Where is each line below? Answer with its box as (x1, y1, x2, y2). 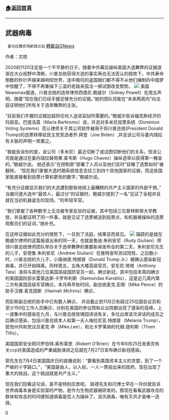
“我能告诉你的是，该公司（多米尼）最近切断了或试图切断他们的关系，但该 (5, 149, 157, 155)
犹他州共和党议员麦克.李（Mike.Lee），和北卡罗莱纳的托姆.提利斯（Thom (5, 324, 155, 330)
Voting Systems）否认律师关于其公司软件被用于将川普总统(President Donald (5, 125, 163, 131)
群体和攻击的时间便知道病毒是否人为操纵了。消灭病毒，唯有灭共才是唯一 (5, 394, 155, 400)
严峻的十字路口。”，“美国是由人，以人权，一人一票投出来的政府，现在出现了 (5, 364, 161, 370)
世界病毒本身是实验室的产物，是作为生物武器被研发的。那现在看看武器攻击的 (5, 387, 164, 393)
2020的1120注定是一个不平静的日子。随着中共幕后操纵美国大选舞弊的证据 (5, 64, 157, 71)
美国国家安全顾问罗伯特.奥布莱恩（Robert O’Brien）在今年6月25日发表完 (5, 341, 155, 347)
